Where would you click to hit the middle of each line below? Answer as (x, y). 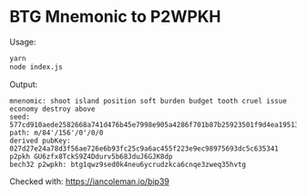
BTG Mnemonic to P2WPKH (115, 17)
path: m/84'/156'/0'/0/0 (56, 132)
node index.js (36, 67)
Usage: (23, 42)
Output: (24, 84)
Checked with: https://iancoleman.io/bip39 (90, 181)
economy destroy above (52, 109)
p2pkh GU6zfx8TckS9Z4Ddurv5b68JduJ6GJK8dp (91, 156)
